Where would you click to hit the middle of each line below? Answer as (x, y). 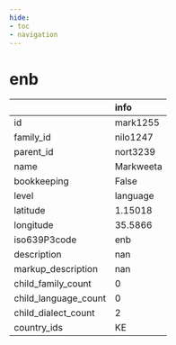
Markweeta (139, 167)
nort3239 (135, 152)
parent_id (34, 152)
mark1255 (137, 123)
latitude (30, 211)
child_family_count (53, 284)
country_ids (38, 328)
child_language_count (60, 298)
